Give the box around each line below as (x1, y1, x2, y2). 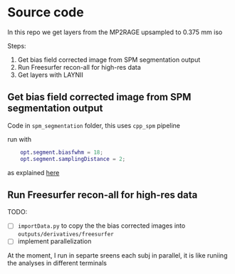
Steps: (7, 41, 26, 50)
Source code (7, 4, 84, 21)
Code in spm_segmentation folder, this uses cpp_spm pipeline (7, 121, 180, 130)
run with (7, 135, 32, 143)
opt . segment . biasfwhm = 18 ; (20, 149, 103, 156)
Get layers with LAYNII (17, 70, 84, 79)
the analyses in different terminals (7, 259, 107, 268)
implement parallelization (17, 237, 92, 246)
